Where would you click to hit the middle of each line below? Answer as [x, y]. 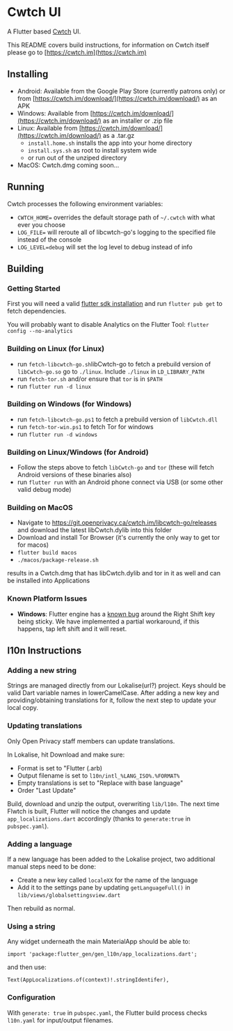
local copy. [23, 708]
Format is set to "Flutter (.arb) [60, 768]
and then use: [27, 967]
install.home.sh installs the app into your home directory [110, 143]
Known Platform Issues [47, 598]
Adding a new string [42, 671]
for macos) [33, 545]
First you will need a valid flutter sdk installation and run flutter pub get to [115, 304]
